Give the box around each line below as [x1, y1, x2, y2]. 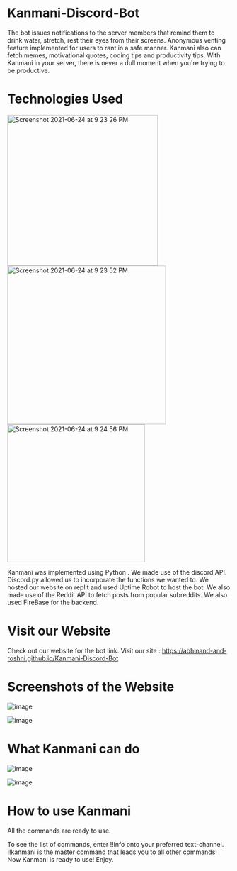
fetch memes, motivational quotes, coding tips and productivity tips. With [7, 51, 221, 60]
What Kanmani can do [7, 740, 140, 757]
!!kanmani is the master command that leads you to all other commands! [7, 848, 218, 856]
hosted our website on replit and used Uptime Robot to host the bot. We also [7, 583, 231, 592]
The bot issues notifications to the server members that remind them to [7, 28, 215, 37]
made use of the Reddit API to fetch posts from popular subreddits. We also [7, 590, 228, 599]
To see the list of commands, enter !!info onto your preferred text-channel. [7, 840, 224, 848]
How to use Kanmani [7, 803, 132, 819]
